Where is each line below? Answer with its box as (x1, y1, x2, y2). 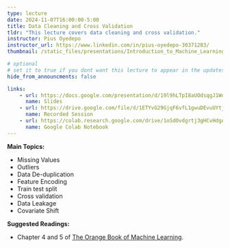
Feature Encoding (16, 177, 67, 185)
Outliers (16, 163, 40, 171)
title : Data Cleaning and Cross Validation (7, 23, 133, 29)
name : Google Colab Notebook (25, 124, 109, 130)
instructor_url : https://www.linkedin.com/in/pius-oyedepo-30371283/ (7, 42, 210, 49)
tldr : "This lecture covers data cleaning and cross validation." (7, 29, 201, 36)
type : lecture (7, 10, 48, 17)
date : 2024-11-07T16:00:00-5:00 (7, 16, 99, 23)
